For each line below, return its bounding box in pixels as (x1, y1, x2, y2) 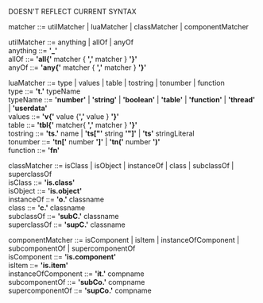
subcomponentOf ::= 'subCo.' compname (8, 278, 145, 286)
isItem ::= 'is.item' (8, 261, 69, 270)
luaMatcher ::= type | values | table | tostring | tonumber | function (8, 79, 225, 87)
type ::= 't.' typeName (8, 86, 81, 96)
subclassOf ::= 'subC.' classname (8, 212, 119, 221)
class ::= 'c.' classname (8, 203, 86, 213)
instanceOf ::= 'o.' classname (8, 194, 105, 204)
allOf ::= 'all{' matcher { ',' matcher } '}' (8, 55, 137, 63)
